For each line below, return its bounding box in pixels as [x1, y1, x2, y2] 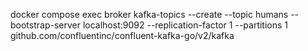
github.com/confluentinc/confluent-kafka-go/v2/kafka [10, 30, 235, 41]
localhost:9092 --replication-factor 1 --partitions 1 [82, 19, 289, 31]
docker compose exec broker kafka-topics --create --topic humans [10, 9, 289, 20]
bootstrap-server [10, 19, 81, 31]
